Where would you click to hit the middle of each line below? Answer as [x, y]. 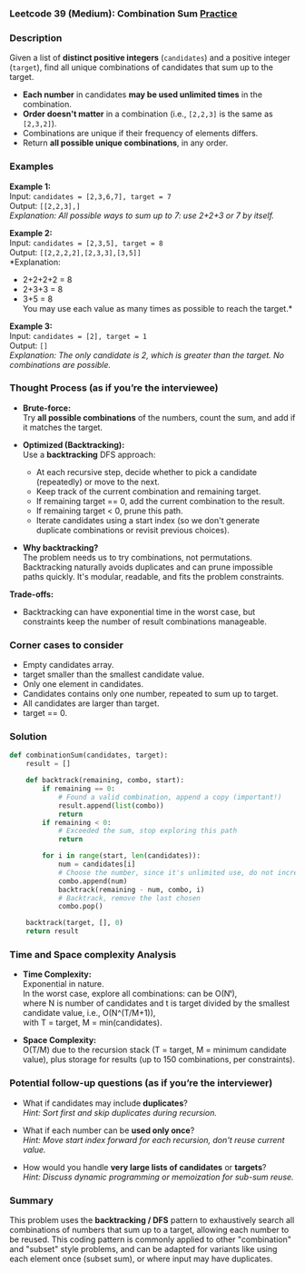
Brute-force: [46, 408]
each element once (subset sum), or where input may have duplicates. [141, 1258]
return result [52, 931]
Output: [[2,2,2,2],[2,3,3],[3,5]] [75, 252]
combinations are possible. [60, 364]
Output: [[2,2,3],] [45, 205]
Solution [29, 737]
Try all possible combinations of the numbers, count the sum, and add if [159, 417]
